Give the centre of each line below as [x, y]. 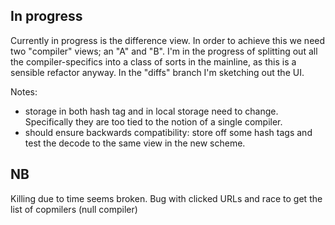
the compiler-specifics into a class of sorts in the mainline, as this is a [153, 61]
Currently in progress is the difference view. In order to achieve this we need [168, 40]
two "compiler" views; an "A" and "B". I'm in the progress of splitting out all [164, 51]
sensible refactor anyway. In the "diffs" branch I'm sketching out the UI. [157, 72]
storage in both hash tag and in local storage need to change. [151, 111]
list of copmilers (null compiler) [74, 209]
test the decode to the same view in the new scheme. [135, 143]
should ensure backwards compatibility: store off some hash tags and [168, 132]
